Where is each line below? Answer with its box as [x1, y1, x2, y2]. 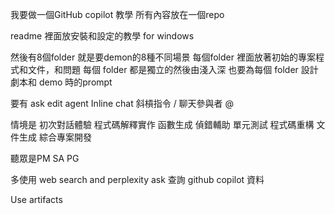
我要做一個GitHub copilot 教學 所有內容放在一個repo [10, 9, 225, 20]
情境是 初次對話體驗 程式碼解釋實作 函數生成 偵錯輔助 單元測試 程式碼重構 [10, 119, 315, 130]
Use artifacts [10, 194, 63, 205]
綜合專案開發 [38, 131, 92, 143]
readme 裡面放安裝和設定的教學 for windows [10, 30, 195, 42]
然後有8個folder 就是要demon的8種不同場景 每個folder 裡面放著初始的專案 [10, 51, 316, 63]
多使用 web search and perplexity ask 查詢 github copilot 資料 [10, 174, 265, 185]
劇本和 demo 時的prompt [10, 76, 113, 88]
